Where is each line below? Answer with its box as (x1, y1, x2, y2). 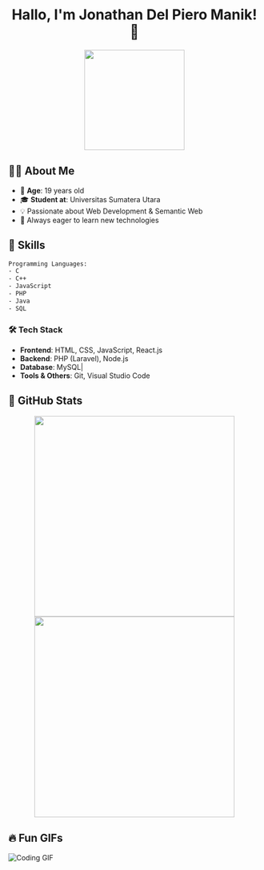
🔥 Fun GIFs (8, 831, 63, 845)
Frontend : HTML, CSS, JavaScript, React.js (19, 345, 162, 355)
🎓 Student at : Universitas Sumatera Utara (19, 194, 161, 204)
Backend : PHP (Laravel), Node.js (19, 353, 129, 363)
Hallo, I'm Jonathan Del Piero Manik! (11, 6, 258, 24)
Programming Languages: (8, 259, 88, 268)
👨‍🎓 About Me (8, 165, 75, 178)
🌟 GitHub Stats (8, 394, 82, 408)
